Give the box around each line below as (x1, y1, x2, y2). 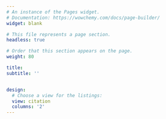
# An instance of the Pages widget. (6, 9, 100, 15)
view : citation (12, 98, 51, 104)
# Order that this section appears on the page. (6, 48, 133, 54)
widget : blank (6, 20, 43, 26)
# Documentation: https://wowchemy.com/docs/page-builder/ (6, 15, 160, 21)
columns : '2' (12, 104, 45, 110)
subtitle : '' (6, 70, 40, 76)
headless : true (6, 37, 45, 43)
